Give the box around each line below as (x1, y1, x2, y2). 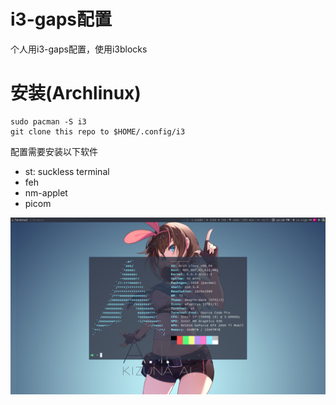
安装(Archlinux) (10, 82, 142, 105)
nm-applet (24, 186, 68, 199)
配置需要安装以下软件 (10, 145, 98, 157)
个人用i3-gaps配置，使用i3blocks (10, 43, 148, 55)
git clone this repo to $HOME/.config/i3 (10, 126, 186, 137)
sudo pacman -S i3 (10, 116, 87, 127)
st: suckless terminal (24, 165, 110, 177)
